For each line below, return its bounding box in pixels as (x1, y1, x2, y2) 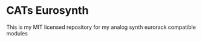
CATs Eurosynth (6, 4, 89, 17)
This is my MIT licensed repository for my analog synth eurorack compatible (6, 23, 197, 31)
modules (6, 29, 28, 37)
